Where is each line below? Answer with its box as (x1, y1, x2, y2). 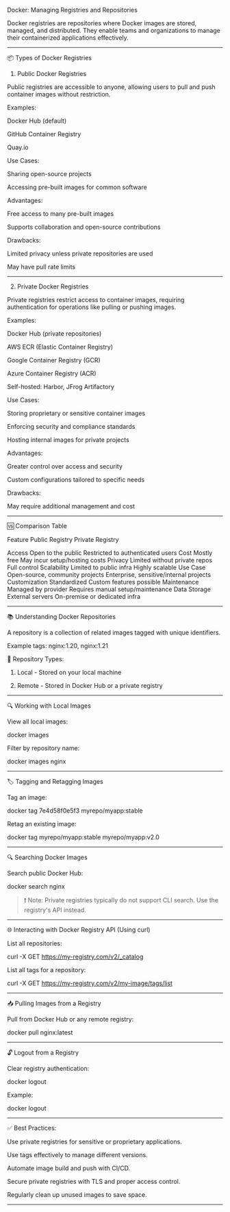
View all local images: (7, 717, 68, 726)
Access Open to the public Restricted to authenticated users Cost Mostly (7, 549, 213, 557)
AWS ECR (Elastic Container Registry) (7, 343, 114, 351)
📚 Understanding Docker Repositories (7, 613, 116, 621)
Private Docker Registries (16, 282, 89, 290)
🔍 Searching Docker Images (7, 853, 88, 861)
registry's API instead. (23, 906, 87, 914)
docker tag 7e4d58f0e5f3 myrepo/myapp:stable (7, 806, 144, 815)
